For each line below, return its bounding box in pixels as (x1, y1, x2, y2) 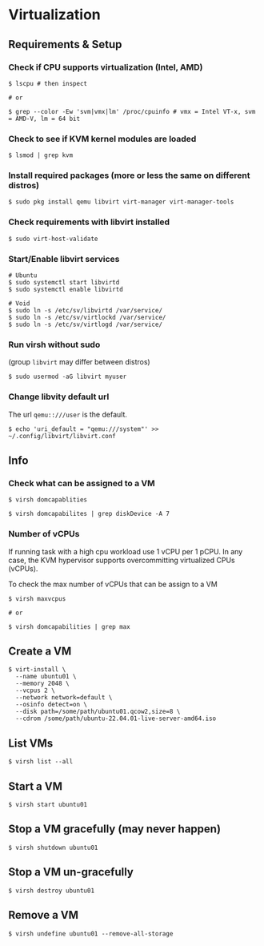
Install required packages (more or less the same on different (8, 170, 250, 181)
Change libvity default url (8, 391, 110, 402)
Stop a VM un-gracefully (8, 865, 134, 879)
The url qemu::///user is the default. (8, 409, 128, 419)
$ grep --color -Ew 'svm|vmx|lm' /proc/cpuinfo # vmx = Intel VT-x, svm (8, 107, 256, 115)
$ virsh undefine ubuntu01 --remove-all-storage (8, 929, 174, 938)
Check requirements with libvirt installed (8, 216, 170, 227)
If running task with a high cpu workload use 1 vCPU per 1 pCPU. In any (8, 546, 243, 556)
